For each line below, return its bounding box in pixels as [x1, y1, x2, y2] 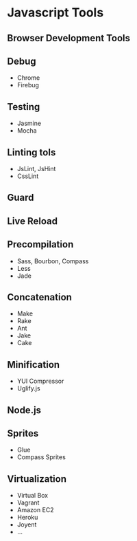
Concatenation [7, 291, 72, 303]
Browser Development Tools [7, 32, 130, 44]
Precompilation [7, 239, 74, 250]
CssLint [16, 172, 39, 180]
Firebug [16, 81, 40, 89]
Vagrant [16, 498, 40, 507]
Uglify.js [16, 384, 40, 393]
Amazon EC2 [16, 506, 54, 514]
